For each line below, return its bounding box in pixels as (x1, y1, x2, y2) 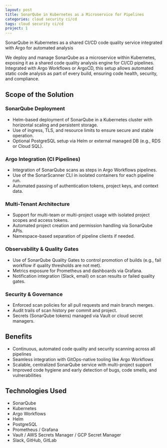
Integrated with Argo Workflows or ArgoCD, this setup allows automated (5, 65, 154, 71)
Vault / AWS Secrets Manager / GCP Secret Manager (12, 432, 121, 438)
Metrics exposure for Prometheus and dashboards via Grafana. (12, 268, 142, 274)
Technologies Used (5, 387, 66, 395)
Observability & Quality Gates (5, 246, 79, 253)
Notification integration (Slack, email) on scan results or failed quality (12, 273, 155, 279)
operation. (12, 132, 34, 138)
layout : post (5, 7, 32, 12)
